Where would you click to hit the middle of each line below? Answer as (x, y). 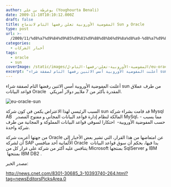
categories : (18, 43)
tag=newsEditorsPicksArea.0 (36, 179)
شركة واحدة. (18, 127)
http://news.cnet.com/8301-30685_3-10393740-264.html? (67, 173)
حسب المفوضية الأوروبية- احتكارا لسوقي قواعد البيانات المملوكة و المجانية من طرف (85, 122)
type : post (17, 29)
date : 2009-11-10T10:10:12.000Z (40, 15)
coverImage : (18, 67)
